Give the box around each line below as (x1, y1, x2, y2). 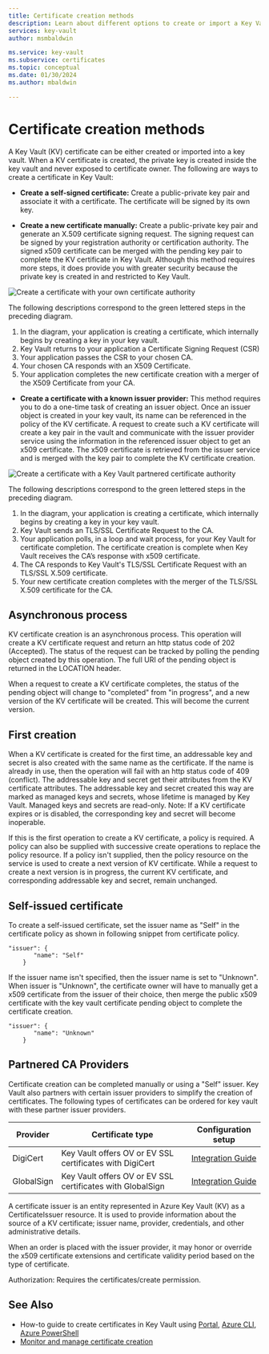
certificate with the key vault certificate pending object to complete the (8, 998, 243, 1007)
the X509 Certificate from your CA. (19, 378, 135, 388)
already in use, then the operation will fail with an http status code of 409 (8, 766, 250, 776)
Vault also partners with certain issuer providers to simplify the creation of (8, 1088, 253, 1097)
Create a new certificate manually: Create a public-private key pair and (19, 220, 259, 230)
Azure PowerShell (19, 1328, 79, 1337)
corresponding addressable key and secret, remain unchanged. (8, 876, 218, 885)
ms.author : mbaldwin (8, 78, 78, 87)
